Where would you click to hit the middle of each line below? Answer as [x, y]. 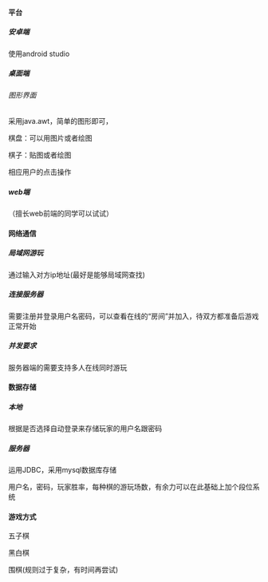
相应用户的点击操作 [40, 172]
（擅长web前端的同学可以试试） [61, 214]
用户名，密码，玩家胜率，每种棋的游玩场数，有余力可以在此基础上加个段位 [130, 487]
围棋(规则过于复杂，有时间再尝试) [63, 570]
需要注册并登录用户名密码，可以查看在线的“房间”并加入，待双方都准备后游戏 [134, 316]
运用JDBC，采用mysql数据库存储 [63, 470]
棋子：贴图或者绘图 [40, 155]
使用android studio [39, 53]
